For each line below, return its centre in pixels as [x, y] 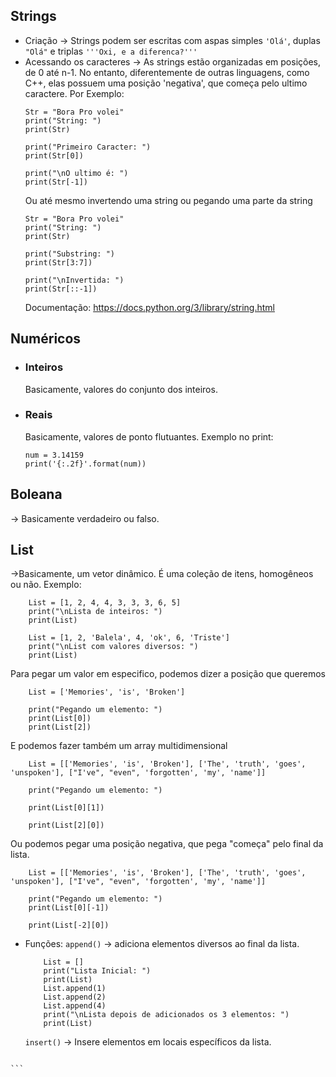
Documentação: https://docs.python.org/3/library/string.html [150, 307]
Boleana [36, 494]
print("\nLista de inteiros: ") [95, 612]
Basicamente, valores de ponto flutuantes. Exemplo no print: [149, 436]
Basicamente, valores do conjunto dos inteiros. [121, 389]
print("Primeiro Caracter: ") [88, 147]
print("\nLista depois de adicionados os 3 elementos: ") [166, 1015]
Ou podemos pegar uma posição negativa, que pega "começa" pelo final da [167, 844]
